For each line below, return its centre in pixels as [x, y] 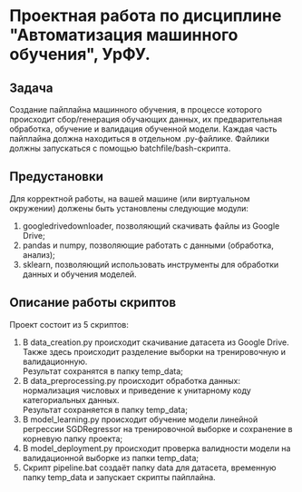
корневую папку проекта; [73, 438]
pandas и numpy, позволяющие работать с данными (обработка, [148, 245]
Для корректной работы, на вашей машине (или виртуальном [130, 198]
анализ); [39, 254]
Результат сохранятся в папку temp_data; [103, 371]
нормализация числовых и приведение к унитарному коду [136, 390]
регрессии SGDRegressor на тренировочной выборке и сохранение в [157, 428]
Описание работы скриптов [93, 303]
